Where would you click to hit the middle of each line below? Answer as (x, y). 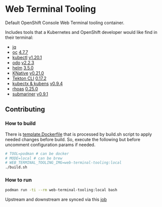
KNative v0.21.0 (28, 73)
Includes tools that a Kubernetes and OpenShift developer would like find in (81, 32)
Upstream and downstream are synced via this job (56, 200)
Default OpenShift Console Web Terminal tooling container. (65, 23)
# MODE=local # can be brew (34, 158)
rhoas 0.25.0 (25, 89)
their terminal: (19, 37)
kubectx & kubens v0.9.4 (37, 83)
